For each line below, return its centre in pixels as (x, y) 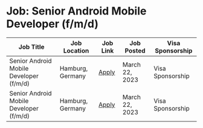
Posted (135, 51)
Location (76, 51)
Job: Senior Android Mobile (76, 11)
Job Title (31, 46)
